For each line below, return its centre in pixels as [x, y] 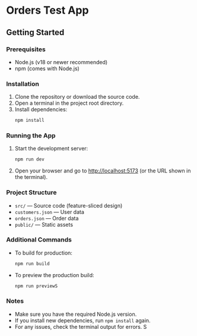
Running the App [31, 136]
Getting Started [35, 32]
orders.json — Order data [47, 218]
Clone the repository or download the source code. [77, 97]
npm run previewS [36, 286]
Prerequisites [26, 49]
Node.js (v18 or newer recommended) [61, 62]
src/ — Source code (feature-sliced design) [69, 205]
